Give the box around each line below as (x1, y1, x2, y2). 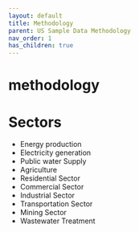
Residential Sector (19, 173, 80, 183)
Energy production (19, 140, 82, 149)
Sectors (8, 113, 62, 131)
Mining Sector (19, 208, 67, 218)
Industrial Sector (19, 190, 75, 201)
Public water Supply (19, 157, 87, 166)
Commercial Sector (19, 182, 84, 192)
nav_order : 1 (8, 34, 52, 43)
